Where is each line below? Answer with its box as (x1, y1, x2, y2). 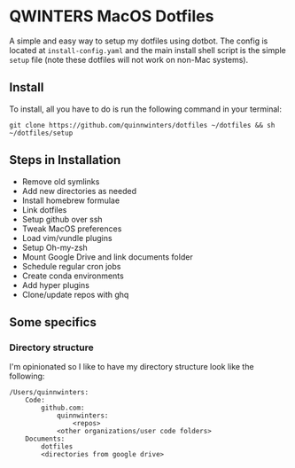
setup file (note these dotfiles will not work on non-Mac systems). (9, 54, 249, 65)
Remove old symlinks (21, 175, 100, 187)
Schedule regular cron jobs (21, 261, 121, 271)
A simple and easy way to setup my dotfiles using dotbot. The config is (9, 35, 268, 46)
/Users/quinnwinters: (9, 388, 89, 397)
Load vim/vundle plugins (21, 232, 113, 243)
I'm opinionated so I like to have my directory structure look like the (9, 362, 254, 372)
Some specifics (9, 315, 97, 330)
